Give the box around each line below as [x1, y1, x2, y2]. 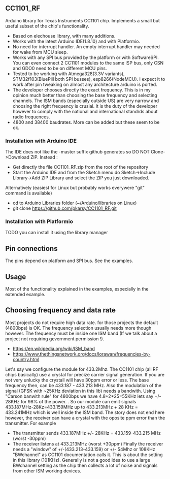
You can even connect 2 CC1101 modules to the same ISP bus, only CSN [12, 59, 164, 66]
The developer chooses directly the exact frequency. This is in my [12, 86, 151, 93]
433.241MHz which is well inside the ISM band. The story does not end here [5, 409, 165, 416]
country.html [12, 356, 40, 362]
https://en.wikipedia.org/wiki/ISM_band [12, 345, 95, 352]
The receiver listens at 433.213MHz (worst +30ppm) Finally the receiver [12, 440, 163, 446]
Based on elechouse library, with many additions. [12, 33, 116, 39]
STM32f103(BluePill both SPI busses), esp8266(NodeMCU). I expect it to [12, 76, 165, 82]
